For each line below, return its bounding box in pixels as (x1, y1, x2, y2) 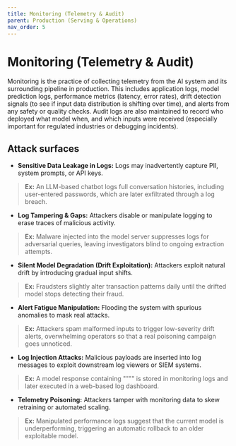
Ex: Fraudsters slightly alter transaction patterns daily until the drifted (24, 282, 227, 291)
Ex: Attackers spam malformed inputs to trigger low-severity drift (24, 325, 215, 333)
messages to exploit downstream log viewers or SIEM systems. (17, 361, 202, 369)
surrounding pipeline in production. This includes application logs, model (7, 85, 220, 93)
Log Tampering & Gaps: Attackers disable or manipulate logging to (17, 211, 213, 219)
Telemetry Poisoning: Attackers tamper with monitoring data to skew (17, 396, 220, 404)
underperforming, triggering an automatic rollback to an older (24, 424, 204, 433)
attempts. (24, 248, 53, 256)
